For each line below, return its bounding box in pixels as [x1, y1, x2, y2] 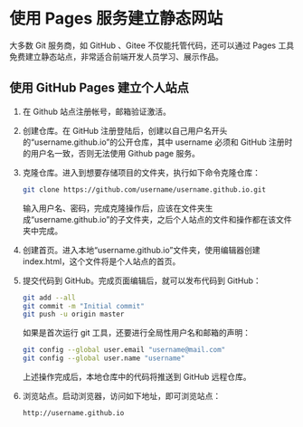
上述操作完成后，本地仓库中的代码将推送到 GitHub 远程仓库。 [22, 372, 251, 382]
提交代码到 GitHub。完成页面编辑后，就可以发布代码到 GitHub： [22, 275, 262, 286]
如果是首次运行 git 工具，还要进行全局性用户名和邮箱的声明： [22, 327, 251, 338]
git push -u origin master [22, 309, 125, 319]
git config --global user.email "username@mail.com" [22, 346, 226, 355]
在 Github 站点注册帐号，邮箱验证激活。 [22, 106, 172, 117]
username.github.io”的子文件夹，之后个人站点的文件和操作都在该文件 [33, 213, 292, 224]
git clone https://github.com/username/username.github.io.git [22, 185, 267, 195]
